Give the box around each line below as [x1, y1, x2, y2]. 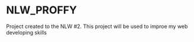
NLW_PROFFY [6, 3, 77, 17]
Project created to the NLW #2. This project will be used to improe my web [6, 23, 188, 30]
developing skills [6, 29, 47, 36]
